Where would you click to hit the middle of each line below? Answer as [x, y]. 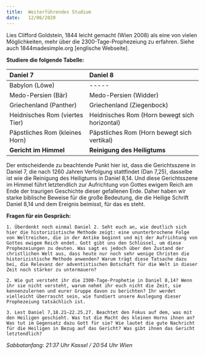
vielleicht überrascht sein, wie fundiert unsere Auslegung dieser [94, 296]
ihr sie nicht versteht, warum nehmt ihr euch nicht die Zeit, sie [94, 285]
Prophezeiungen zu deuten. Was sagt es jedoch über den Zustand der [95, 248]
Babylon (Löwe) [32, 85]
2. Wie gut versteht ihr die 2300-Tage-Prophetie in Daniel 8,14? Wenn [99, 280]
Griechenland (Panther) [43, 105]
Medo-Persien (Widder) [124, 95]
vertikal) [101, 140]
